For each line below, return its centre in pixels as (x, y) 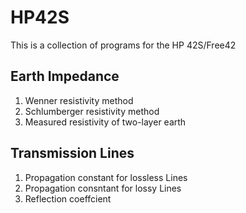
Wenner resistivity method (79, 100)
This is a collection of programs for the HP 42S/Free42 (123, 45)
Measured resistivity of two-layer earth (105, 122)
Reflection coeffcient (68, 198)
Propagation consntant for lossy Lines (103, 188)
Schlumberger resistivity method (92, 111)
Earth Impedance (65, 76)
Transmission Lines (72, 153)
